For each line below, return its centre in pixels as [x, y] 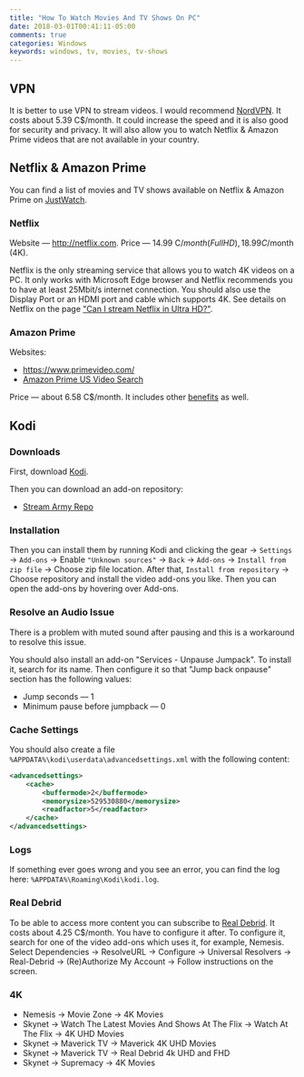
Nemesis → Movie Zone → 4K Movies [93, 1014]
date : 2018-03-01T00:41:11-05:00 [73, 26]
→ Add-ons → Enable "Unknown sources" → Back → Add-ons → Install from [148, 559]
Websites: [28, 352]
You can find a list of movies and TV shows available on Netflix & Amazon [147, 190]
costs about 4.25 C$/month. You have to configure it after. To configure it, [147, 932]
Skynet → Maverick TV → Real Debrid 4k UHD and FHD [126, 1052]
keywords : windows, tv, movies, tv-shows [89, 52]
